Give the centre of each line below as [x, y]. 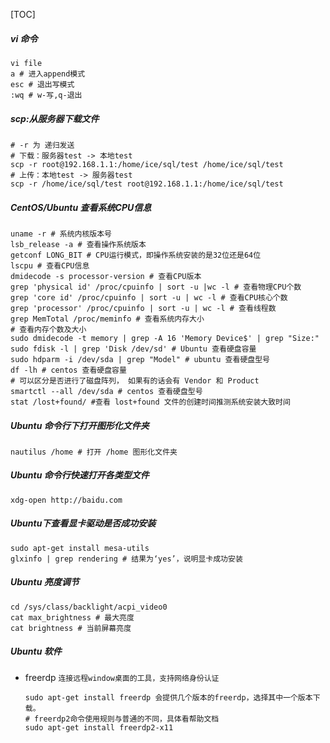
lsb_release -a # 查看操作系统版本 [78, 244]
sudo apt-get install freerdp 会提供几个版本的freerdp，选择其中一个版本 [168, 697]
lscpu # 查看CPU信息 [50, 265]
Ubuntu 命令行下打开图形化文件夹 [80, 425]
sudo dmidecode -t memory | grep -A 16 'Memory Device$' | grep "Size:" [165, 338]
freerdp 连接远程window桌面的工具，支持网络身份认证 [122, 677]
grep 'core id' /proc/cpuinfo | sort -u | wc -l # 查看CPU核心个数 [149, 297]
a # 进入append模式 [48, 74]
